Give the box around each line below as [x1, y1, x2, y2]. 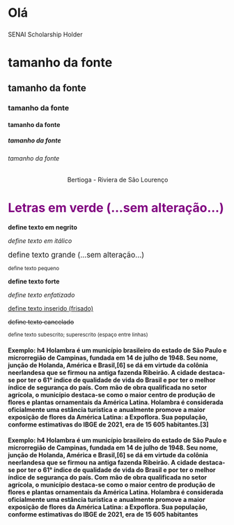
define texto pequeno [8, 265, 60, 272]
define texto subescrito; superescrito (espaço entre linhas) [8, 332, 148, 339]
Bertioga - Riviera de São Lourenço [67, 176, 169, 184]
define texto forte [8, 277, 60, 286]
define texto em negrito [8, 223, 77, 232]
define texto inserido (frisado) [8, 304, 93, 313]
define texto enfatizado [8, 291, 75, 300]
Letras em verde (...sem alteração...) [8, 200, 224, 216]
